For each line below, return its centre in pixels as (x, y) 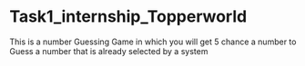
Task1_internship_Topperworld (128, 17)
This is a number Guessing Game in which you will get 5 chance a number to (153, 42)
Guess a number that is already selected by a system (109, 51)
